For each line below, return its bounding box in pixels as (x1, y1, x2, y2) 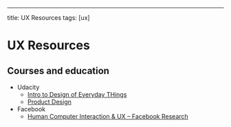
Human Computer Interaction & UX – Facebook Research (27, 113, 189, 120)
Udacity (16, 83, 40, 91)
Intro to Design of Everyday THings (27, 91, 127, 98)
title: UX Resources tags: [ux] (7, 14, 91, 21)
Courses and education (7, 65, 110, 76)
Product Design (27, 97, 72, 106)
